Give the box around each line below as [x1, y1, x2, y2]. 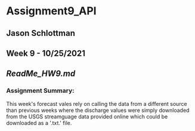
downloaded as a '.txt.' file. [6, 119, 72, 126]
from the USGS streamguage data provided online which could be [6, 112, 168, 120]
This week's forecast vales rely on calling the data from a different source [6, 100, 187, 107]
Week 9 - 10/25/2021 [6, 48, 85, 58]
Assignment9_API [6, 4, 97, 18]
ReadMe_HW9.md [6, 69, 76, 79]
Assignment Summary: [6, 87, 75, 95]
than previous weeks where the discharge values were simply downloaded [6, 106, 190, 114]
